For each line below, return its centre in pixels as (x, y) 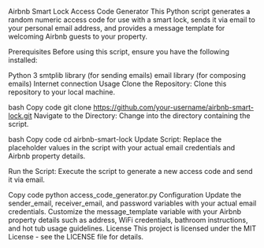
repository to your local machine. (62, 92)
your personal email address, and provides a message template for (117, 28)
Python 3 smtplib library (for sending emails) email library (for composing (127, 75)
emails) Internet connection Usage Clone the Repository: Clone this (117, 83)
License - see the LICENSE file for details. (76, 237)
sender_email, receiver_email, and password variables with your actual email (132, 203)
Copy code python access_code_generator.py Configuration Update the (125, 195)
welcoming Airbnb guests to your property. (78, 36)
